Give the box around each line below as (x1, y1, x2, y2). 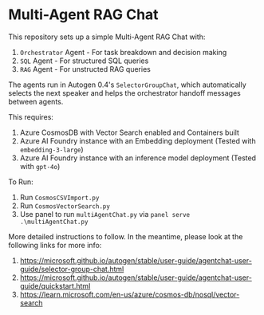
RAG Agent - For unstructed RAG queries (19, 64, 152, 73)
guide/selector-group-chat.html (19, 264, 124, 274)
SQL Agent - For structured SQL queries (19, 56, 149, 65)
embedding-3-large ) (19, 144, 84, 154)
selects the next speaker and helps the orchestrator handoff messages (8, 88, 241, 97)
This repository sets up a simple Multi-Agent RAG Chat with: (8, 32, 206, 41)
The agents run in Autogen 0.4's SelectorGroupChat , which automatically (8, 80, 247, 89)
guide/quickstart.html (19, 281, 91, 290)
